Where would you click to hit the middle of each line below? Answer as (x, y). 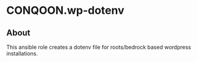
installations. (22, 54)
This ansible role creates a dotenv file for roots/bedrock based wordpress (99, 47)
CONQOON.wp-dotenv (65, 11)
